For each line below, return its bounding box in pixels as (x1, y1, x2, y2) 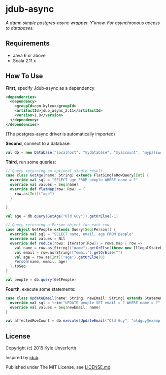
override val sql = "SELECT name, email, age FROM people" (10, 232, 134, 237)
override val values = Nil (10, 237, 66, 241)
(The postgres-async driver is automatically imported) (5, 131, 115, 136)
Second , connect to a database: (5, 140, 71, 146)
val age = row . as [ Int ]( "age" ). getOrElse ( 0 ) (14, 255, 105, 260)
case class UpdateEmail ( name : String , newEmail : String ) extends (5, 296, 143, 301)
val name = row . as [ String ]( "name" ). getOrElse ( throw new (14, 245, 132, 250)
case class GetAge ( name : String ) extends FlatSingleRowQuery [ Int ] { (5, 173, 149, 178)
